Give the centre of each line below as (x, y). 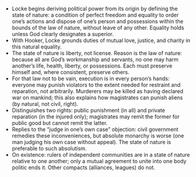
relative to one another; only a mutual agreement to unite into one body (99, 161)
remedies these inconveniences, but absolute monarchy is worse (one (98, 136)
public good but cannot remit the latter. (60, 123)
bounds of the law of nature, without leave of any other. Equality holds (98, 28)
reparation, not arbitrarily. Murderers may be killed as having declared (97, 91)
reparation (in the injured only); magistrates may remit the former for (96, 117)
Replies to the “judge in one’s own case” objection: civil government (95, 129)
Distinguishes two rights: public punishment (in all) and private (88, 110)
